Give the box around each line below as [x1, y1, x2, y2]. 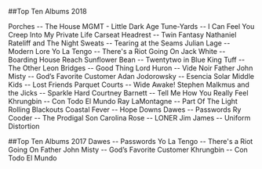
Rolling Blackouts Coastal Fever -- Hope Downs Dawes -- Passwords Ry [8, 105, 242, 114]
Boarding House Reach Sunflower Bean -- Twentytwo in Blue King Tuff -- [8, 55, 246, 64]
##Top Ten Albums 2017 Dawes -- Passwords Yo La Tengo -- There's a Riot [8, 137, 253, 146]
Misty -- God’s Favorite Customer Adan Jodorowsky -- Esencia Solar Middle [8, 72, 255, 81]
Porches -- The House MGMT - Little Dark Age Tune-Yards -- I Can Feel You [8, 22, 255, 31]
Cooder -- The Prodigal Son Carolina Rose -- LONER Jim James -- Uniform [8, 113, 251, 122]
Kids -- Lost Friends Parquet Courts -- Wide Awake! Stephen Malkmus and [8, 80, 249, 89]
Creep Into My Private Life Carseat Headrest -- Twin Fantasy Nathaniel [8, 31, 237, 39]
